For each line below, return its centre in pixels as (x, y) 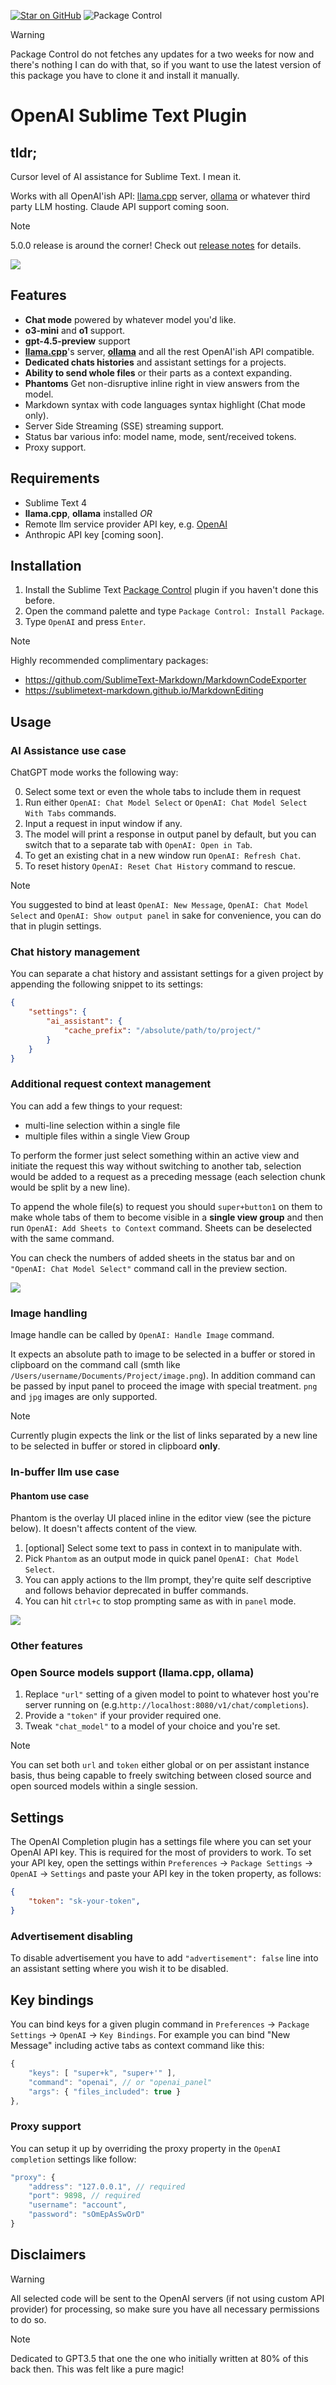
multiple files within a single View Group (107, 1136)
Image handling (49, 1313)
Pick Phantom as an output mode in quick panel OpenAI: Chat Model (162, 1559)
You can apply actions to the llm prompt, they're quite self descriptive (168, 1580)
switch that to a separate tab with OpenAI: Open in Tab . (138, 845)
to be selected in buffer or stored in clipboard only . (115, 1446)
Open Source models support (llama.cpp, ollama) (132, 1673)
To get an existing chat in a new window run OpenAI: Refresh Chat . (163, 856)
